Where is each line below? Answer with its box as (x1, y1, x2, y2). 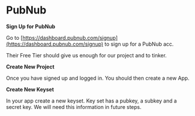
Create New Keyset (6, 86, 54, 93)
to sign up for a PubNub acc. (104, 40, 174, 47)
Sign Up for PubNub (6, 23, 56, 30)
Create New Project (6, 63, 54, 70)
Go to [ (6, 34, 23, 41)
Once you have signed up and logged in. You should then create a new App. (6, 74, 190, 81)
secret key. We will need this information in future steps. (6, 103, 142, 110)
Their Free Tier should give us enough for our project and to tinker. (6, 52, 167, 59)
